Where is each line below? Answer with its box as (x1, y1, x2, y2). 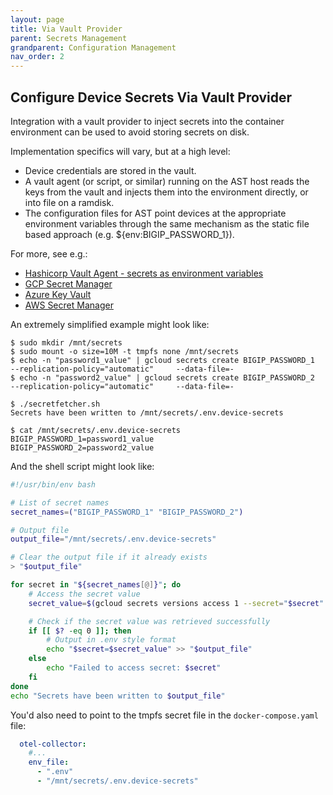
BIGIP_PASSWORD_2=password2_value (10, 442, 155, 453)
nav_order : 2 (10, 52, 65, 62)
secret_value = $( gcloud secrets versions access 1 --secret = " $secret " (28, 598, 325, 608)
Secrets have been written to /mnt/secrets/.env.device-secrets (10, 407, 284, 418)
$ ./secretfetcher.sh (10, 399, 101, 409)
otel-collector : (19, 739, 87, 749)
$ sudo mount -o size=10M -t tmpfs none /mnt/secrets (10, 346, 240, 356)
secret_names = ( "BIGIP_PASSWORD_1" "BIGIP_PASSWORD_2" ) (10, 507, 244, 517)
